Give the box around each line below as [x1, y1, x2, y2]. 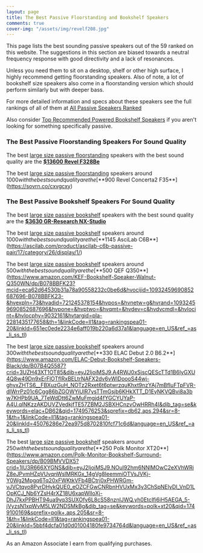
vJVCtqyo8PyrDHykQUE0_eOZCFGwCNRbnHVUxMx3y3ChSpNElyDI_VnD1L [6, 483, 195, 490]
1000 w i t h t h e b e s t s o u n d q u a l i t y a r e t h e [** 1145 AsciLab [6, 235, 138, 243]
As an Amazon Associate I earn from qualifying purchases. [6, 540, 152, 547]
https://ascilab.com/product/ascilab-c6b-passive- [8, 242, 133, 249]
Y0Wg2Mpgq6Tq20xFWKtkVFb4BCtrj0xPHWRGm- [6, 476, 134, 484]
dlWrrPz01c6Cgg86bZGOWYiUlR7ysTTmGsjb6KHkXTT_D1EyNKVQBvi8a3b [6, 388, 193, 395]
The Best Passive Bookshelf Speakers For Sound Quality [6, 197, 175, 206]
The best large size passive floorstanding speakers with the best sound [6, 151, 184, 159]
